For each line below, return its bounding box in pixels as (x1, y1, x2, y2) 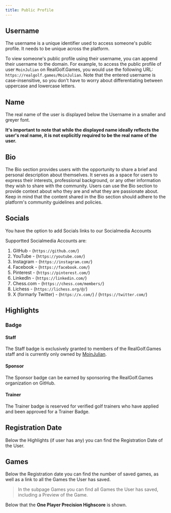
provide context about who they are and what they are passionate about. (5, 188, 159, 194)
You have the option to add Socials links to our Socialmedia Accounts (5, 227, 152, 234)
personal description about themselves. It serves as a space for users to (5, 172, 158, 178)
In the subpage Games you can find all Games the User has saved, (17, 486, 159, 492)
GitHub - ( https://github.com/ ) (12, 247, 79, 253)
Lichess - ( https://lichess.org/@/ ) (12, 286, 88, 292)
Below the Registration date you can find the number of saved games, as (5, 471, 159, 477)
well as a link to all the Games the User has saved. (5, 477, 111, 483)
